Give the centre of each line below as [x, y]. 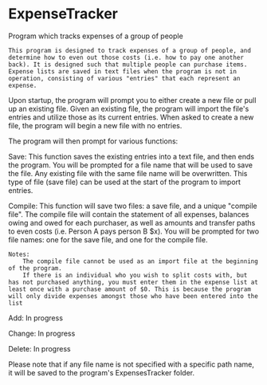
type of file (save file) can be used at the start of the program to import [125, 182]
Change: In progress [42, 333]
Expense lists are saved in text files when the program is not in [123, 71]
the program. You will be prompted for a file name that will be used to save [131, 165]
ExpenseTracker [63, 14]
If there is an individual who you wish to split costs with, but [135, 275]
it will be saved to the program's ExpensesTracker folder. [102, 372]
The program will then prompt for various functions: [93, 141]
